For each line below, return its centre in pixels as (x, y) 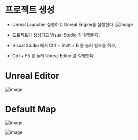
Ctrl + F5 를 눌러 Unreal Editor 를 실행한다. (54, 56)
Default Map (31, 109)
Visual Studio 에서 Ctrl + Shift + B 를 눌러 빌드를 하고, (64, 45)
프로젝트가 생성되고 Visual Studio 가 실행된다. (56, 35)
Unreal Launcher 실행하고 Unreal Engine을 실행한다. (63, 24)
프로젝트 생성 (30, 10)
